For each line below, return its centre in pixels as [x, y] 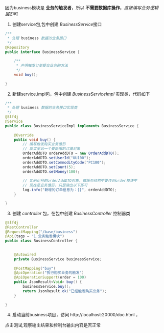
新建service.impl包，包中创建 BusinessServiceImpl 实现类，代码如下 [81, 94]
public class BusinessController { [41, 241]
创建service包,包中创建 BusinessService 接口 [57, 24]
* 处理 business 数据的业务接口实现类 [42, 108]
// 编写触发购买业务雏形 [44, 144]
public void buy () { [35, 139]
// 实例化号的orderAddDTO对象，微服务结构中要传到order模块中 [80, 181]
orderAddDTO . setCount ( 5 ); [49, 167]
